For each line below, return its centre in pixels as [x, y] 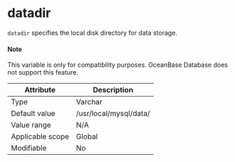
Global [87, 136]
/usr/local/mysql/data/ [113, 114]
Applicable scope [40, 136]
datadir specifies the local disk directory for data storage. [93, 33]
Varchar [89, 102]
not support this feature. [43, 72]
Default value [33, 114]
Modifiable [29, 148]
